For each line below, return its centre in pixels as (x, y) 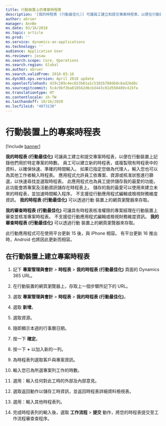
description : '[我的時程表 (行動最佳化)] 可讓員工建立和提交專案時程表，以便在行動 (83, 14)
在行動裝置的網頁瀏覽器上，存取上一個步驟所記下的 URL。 (72, 286)
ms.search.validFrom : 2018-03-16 (40, 74)
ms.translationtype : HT (30, 93)
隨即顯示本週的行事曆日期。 (41, 328)
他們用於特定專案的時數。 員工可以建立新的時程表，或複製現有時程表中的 (84, 163)
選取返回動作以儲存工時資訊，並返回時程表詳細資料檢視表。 (73, 391)
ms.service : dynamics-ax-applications (45, 42)
